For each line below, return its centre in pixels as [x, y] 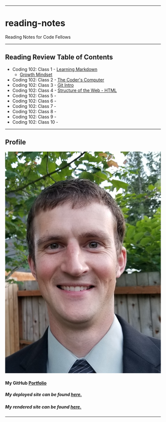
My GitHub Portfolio [26, 383]
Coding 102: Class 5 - [34, 95]
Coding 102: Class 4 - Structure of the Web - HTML [64, 90]
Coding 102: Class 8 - [34, 111]
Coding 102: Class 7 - [34, 106]
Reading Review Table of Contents [59, 57]
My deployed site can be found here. [44, 394]
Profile [16, 142]
